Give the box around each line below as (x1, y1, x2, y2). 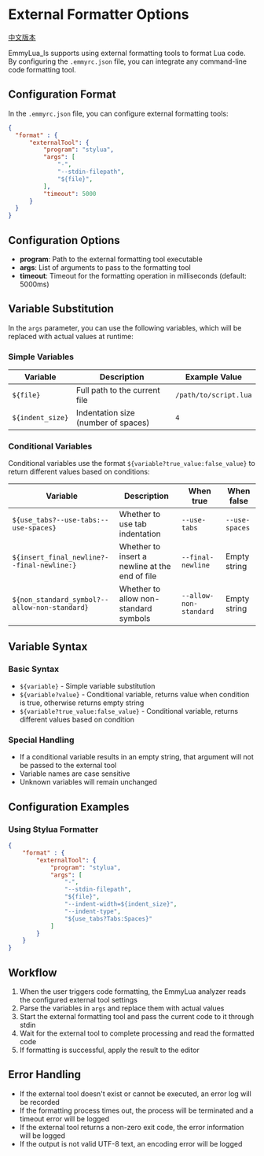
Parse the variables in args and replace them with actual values (19, 1003, 225, 1013)
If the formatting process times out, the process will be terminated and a (19, 1106, 254, 1115)
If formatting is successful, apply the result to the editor (19, 1045, 200, 1054)
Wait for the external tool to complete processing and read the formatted (19, 1029, 255, 1038)
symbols (119, 613, 151, 624)
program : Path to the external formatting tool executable (19, 254, 203, 264)
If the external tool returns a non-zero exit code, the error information (19, 1122, 244, 1132)
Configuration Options (8, 234, 120, 247)
